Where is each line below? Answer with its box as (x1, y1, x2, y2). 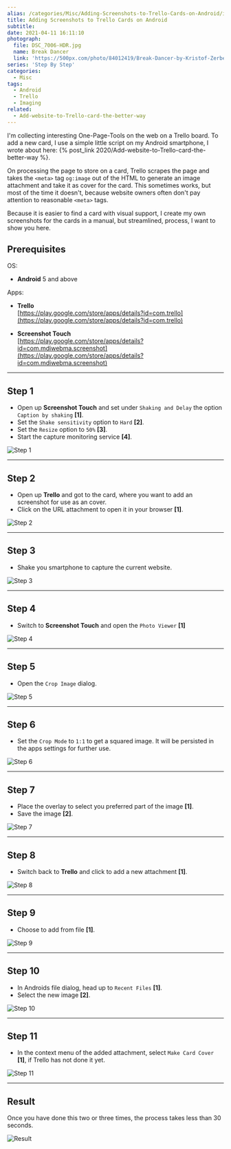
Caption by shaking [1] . (16, 411, 84, 419)
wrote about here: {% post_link (7, 146, 95, 154)
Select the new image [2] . (16, 991, 91, 999)
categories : (7, 67, 41, 74)
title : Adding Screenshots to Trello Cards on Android (7, 17, 168, 23)
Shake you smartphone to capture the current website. (16, 563, 173, 571)
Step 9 (7, 907, 36, 919)
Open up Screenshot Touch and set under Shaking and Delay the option (16, 404, 222, 412)
